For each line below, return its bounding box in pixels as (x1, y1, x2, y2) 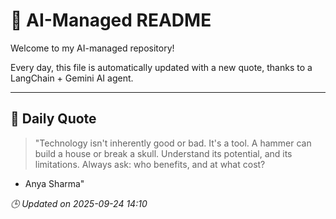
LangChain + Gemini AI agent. (10, 72, 134, 84)
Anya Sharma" (24, 177, 85, 189)
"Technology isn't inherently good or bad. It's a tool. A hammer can (34, 137, 312, 149)
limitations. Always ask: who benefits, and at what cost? (34, 158, 266, 170)
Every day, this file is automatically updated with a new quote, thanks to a (10, 61, 313, 73)
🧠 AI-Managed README (10, 9, 212, 32)
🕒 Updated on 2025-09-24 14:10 (10, 197, 148, 209)
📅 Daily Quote (10, 110, 97, 128)
